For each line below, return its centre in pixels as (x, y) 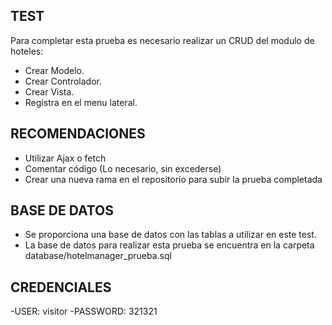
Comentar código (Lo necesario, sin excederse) (123, 168)
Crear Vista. (49, 91)
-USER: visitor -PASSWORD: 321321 (84, 311)
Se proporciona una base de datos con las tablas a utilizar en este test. (170, 235)
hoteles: (27, 51)
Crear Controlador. (63, 81)
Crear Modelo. (54, 70)
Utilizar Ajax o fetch (65, 158)
